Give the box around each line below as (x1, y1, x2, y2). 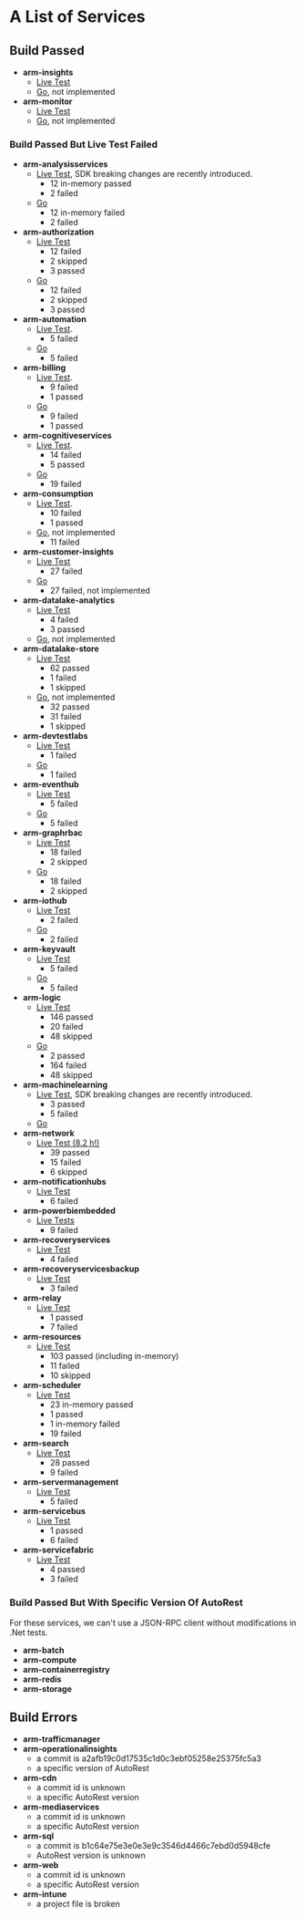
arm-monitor (22, 96, 73, 107)
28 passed (49, 1457, 90, 1468)
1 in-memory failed (49, 1418, 120, 1429)
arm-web (22, 1860, 59, 1871)
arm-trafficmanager (22, 1734, 101, 1745)
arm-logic (22, 992, 62, 1003)
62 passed (49, 663, 90, 674)
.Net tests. (9, 1626, 48, 1638)
